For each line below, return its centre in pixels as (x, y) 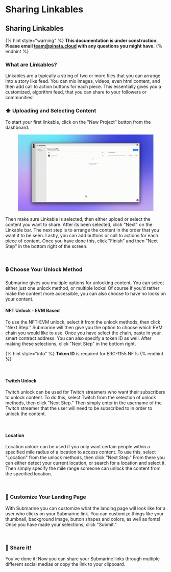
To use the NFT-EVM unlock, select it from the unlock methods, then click (83, 322)
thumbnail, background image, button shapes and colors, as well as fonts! (83, 519)
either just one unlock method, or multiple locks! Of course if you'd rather (82, 288)
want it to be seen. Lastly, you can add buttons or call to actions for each (82, 235)
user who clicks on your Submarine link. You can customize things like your (85, 513)
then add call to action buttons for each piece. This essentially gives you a (83, 87)
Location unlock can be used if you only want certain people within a (78, 447)
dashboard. (17, 127)
